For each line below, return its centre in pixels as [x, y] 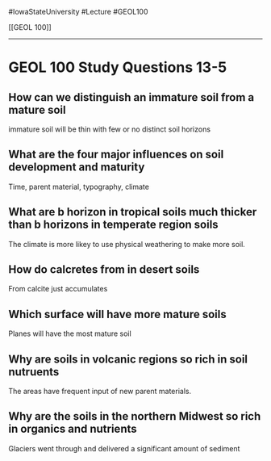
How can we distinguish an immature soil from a [131, 97]
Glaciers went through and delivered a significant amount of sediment [124, 448]
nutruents [34, 372]
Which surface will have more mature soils [118, 314]
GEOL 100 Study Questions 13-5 [118, 67]
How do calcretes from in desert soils [104, 270]
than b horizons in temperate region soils [114, 225]
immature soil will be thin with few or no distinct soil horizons [110, 129]
